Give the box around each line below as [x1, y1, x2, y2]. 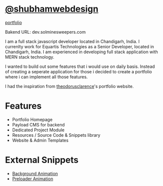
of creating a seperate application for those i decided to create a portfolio [5, 68, 152, 74]
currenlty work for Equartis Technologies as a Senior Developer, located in [5, 43, 154, 49]
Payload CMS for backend [12, 122, 65, 127]
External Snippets [5, 155, 79, 165]
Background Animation [12, 170, 58, 176]
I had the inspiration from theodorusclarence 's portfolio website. [5, 83, 134, 89]
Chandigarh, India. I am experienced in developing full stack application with [5, 49, 158, 55]
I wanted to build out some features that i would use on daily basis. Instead [5, 63, 155, 69]
